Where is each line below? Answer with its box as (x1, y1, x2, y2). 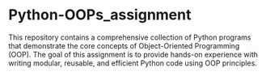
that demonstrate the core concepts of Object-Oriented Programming (8, 40, 240, 50)
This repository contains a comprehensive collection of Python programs (8, 32, 251, 42)
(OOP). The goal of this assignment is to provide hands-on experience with (8, 49, 259, 59)
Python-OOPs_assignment (8, 6, 192, 24)
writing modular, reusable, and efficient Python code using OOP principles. (8, 58, 257, 68)
